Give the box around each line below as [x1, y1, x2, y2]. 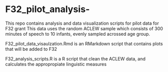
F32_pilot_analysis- [5, 4, 90, 15]
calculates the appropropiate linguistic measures [5, 61, 107, 67]
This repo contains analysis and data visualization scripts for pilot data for [5, 20, 159, 26]
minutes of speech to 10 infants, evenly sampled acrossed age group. [5, 31, 150, 37]
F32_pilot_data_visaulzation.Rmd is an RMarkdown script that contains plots [5, 40, 163, 46]
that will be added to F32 [5, 46, 57, 52]
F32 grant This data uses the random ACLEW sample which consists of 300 [5, 25, 163, 31]
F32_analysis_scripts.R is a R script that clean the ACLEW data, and [5, 55, 146, 61]
